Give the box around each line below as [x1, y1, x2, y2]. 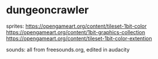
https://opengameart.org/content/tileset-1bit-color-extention [6, 35, 152, 42]
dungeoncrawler [6, 3, 89, 17]
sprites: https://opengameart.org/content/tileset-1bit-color [6, 23, 147, 30]
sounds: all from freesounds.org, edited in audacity [6, 46, 130, 53]
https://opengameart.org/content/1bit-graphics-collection [6, 28, 146, 35]
